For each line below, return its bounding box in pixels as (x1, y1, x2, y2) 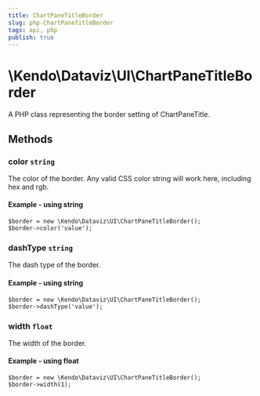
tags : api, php (8, 26, 58, 34)
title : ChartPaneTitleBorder (8, 11, 103, 20)
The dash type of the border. (8, 260, 101, 270)
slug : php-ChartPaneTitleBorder (8, 19, 114, 27)
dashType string (8, 242, 73, 253)
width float (8, 321, 53, 332)
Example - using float (8, 356, 80, 365)
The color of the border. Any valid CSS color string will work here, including (8, 173, 251, 183)
